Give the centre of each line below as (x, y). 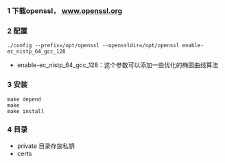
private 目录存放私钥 (46, 146)
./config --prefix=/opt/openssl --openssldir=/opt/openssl (93, 46)
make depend (24, 99)
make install (26, 111)
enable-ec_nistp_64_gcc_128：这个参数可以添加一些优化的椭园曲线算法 (118, 65)
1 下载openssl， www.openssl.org (65, 10)
